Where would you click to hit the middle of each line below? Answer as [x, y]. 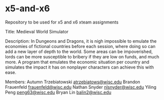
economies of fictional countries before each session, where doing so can [81, 46]
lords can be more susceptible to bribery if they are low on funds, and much [82, 56]
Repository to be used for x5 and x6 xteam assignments [62, 22]
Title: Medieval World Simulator [37, 31]
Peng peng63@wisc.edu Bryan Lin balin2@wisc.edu [58, 92]
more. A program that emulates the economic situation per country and [77, 62]
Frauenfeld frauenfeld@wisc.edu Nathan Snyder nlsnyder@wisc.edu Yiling [81, 87]
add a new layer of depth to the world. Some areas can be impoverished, [79, 51]
